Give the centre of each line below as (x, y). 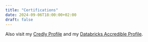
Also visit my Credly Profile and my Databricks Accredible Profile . (74, 34)
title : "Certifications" (32, 10)
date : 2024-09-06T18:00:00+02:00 (41, 15)
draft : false (19, 19)
